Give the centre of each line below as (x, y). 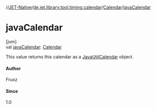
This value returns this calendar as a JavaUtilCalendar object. (70, 57)
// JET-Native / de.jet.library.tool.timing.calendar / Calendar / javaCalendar (78, 7)
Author (13, 68)
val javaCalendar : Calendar (34, 47)
